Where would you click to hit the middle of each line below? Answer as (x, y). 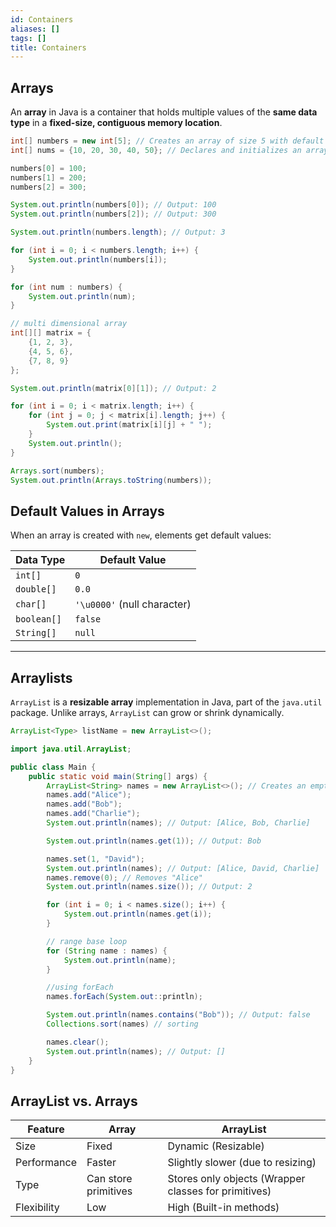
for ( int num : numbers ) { (66, 287)
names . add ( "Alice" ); (89, 795)
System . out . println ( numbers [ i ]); (98, 259)
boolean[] (38, 619)
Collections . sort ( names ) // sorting (122, 1024)
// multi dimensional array (69, 324)
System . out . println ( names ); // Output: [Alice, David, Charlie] (183, 868)
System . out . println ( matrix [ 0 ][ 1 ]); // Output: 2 (113, 388)
